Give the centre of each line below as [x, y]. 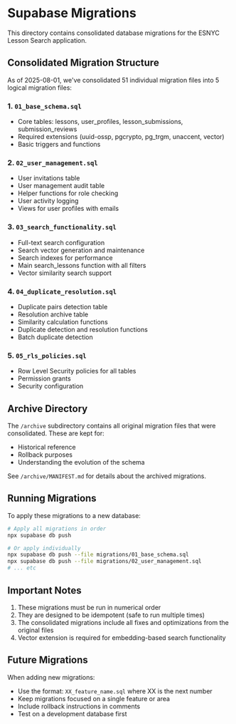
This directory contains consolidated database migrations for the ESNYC [114, 33]
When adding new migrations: [51, 677]
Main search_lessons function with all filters [82, 265]
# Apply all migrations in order [57, 529]
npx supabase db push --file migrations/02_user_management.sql [104, 562]
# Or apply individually [44, 548]
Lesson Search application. [47, 40]
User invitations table [49, 178]
